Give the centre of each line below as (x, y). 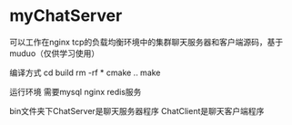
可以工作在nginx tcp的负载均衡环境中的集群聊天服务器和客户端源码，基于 (146, 42)
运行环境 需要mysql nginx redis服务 (76, 91)
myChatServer (66, 16)
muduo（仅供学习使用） (55, 53)
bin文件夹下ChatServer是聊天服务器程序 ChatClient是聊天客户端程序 (137, 111)
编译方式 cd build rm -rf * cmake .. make (85, 72)
